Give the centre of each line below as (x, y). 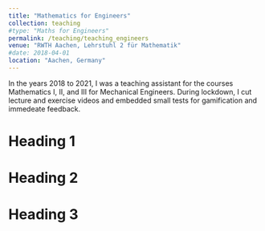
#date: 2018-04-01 (39, 53)
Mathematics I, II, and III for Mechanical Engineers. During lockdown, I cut (130, 91)
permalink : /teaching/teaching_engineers (79, 38)
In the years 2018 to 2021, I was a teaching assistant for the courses (121, 83)
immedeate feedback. (45, 108)
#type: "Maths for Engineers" (59, 30)
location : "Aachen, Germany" (57, 61)
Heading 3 (43, 215)
